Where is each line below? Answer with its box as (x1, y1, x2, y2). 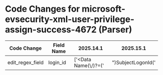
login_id (48, 59, 66, 66)
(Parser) (98, 24, 132, 35)
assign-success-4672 (5, 24, 97, 35)
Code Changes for (5, 3, 80, 15)
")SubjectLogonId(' (112, 59, 156, 66)
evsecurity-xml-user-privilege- (5, 14, 135, 25)
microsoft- (81, 3, 126, 15)
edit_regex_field (7, 59, 44, 66)
